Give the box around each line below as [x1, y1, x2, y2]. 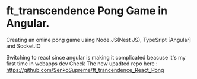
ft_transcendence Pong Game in [6, 4, 168, 18]
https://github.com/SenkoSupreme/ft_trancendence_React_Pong [6, 66, 164, 73]
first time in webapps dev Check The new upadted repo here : [6, 60, 158, 67]
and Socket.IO [6, 42, 41, 50]
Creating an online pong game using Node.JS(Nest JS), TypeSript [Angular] [6, 36, 192, 43]
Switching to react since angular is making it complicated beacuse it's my [6, 54, 186, 61]
